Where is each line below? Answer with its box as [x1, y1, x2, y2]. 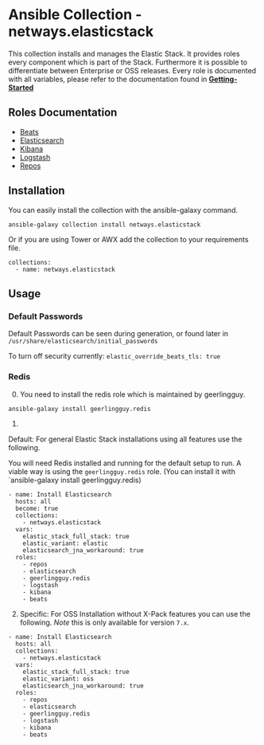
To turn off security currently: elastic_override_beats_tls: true [8, 351, 221, 361]
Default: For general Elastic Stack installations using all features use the [8, 434, 243, 444]
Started [8, 82, 34, 92]
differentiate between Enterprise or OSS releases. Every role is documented [8, 65, 257, 75]
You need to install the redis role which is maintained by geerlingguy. [19, 389, 246, 399]
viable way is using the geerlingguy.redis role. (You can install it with [8, 466, 236, 476]
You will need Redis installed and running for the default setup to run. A [8, 458, 242, 468]
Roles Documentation [8, 106, 118, 120]
